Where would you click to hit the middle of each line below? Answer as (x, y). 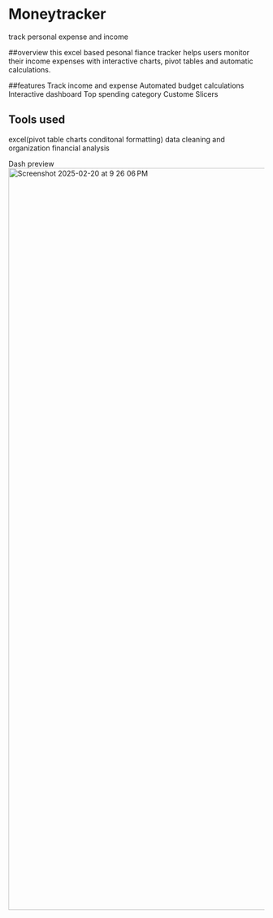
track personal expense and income (68, 37)
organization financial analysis (59, 148)
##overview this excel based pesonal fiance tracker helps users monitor (129, 52)
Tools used (37, 120)
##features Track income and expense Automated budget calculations (126, 85)
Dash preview (31, 163)
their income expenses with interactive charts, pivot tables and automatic (131, 61)
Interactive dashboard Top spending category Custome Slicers (113, 94)
